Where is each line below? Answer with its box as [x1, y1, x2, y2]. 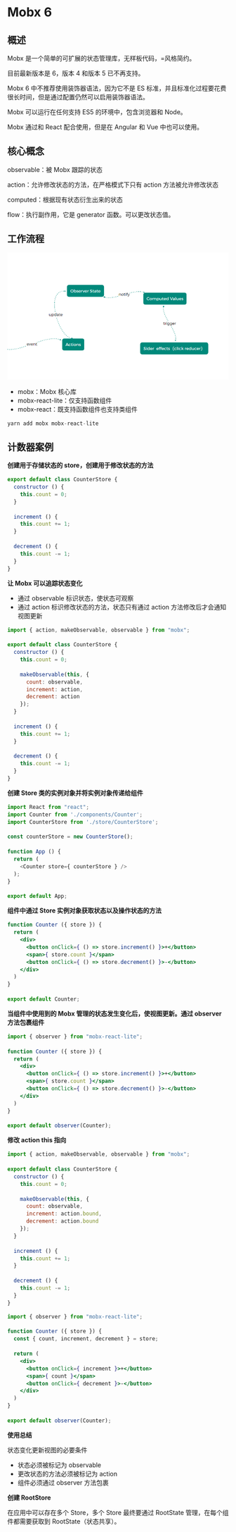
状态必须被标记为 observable [17, 1460, 102, 1469]
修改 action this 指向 [7, 1136, 67, 1144]
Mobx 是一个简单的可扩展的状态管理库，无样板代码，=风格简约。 [7, 54, 196, 62]
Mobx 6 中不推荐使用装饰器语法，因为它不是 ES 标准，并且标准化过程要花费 [7, 84, 227, 92]
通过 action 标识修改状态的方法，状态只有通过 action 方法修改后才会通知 [17, 603, 227, 611]
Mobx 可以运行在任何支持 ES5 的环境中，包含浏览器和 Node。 [7, 108, 188, 116]
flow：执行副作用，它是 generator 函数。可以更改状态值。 [7, 210, 175, 218]
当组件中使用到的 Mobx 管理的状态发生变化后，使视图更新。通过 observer [7, 1009, 222, 1018]
